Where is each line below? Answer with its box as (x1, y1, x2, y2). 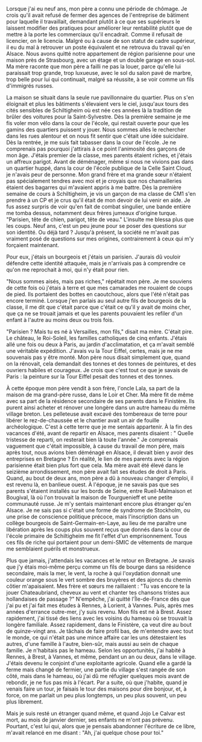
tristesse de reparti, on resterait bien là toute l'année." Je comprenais (6, 436, 178, 443)
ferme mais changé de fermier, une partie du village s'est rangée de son (6, 666, 186, 673)
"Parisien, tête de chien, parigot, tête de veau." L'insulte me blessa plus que (6, 216, 194, 223)
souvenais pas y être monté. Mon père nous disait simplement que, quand (6, 353, 191, 361)
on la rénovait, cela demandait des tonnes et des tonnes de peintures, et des (6, 360, 197, 367)
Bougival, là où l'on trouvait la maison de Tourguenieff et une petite (6, 494, 173, 501)
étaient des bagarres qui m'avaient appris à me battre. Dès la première (6, 184, 182, 191)
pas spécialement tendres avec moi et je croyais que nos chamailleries (6, 178, 182, 184)
